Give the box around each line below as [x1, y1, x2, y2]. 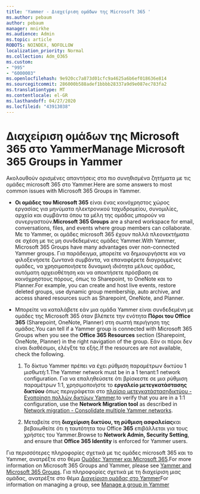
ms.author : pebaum [6, 14, 52, 20]
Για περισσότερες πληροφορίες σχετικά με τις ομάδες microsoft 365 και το [6, 449, 193, 456]
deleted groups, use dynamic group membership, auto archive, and [14, 288, 181, 296]
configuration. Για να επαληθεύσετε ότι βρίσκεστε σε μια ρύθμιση [23, 375, 188, 382]
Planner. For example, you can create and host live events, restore [14, 282, 176, 289]
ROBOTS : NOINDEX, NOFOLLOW [6, 43, 73, 49]
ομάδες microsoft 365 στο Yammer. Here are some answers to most [6, 181, 172, 188]
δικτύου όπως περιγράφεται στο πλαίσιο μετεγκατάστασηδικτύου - [23, 388, 192, 395]
